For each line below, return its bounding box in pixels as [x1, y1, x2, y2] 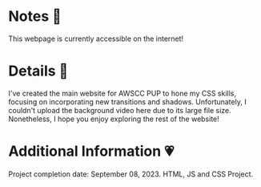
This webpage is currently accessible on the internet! [8, 34, 184, 43]
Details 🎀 [8, 62, 69, 80]
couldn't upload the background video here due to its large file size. [8, 105, 232, 115]
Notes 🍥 [8, 7, 62, 26]
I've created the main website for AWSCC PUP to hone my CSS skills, [8, 88, 237, 98]
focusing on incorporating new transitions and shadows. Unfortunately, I [8, 96, 247, 107]
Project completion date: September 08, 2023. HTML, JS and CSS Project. [8, 169, 254, 179]
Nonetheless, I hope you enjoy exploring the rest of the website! [8, 114, 220, 124]
